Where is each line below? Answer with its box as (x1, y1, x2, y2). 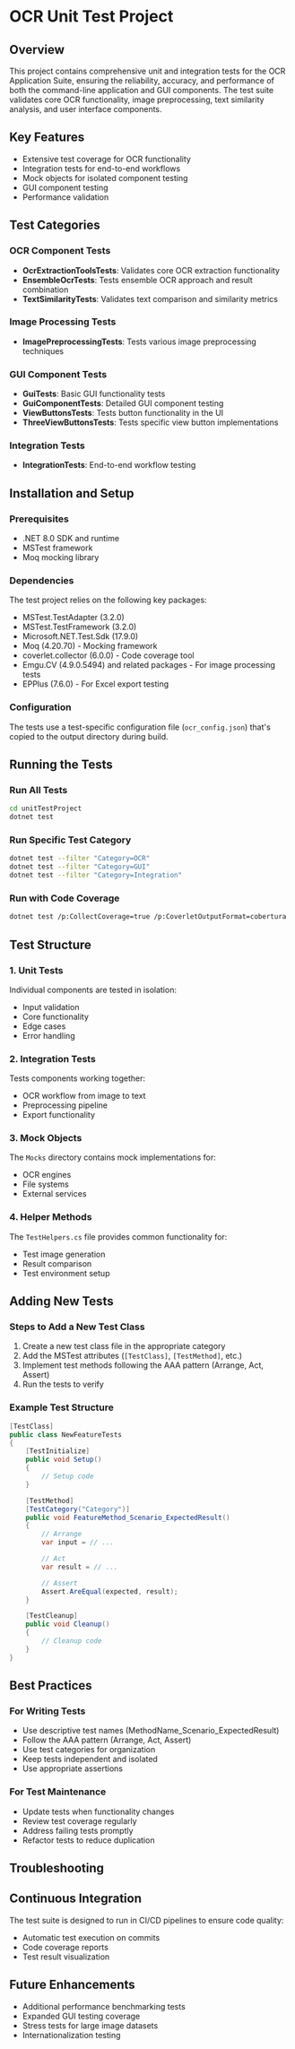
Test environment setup (22, 1267, 110, 1278)
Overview (9, 42, 65, 57)
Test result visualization (22, 1951, 110, 1962)
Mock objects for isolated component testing (22, 172, 188, 183)
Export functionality (22, 1110, 96, 1120)
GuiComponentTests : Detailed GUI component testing (22, 398, 224, 409)
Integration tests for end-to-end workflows (22, 163, 181, 174)
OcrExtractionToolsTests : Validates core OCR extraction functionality (22, 264, 281, 275)
